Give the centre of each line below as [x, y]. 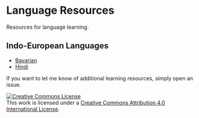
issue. [14, 84]
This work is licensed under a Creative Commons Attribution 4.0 [86, 102]
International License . [33, 109]
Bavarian [26, 60]
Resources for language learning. [48, 27]
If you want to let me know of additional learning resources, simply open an [100, 78]
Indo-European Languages [58, 46]
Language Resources [60, 10]
